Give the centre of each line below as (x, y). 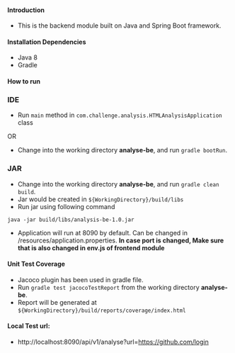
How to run (24, 81)
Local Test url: (29, 326)
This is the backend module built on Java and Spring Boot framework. (119, 26)
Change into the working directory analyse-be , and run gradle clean (118, 184)
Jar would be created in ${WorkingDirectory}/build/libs (101, 199)
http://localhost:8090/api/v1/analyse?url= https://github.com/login (113, 342)
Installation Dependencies (47, 42)
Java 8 (27, 57)
